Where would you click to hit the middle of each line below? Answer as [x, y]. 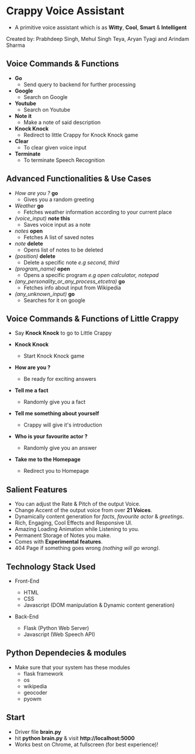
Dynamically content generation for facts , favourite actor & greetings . [99, 517]
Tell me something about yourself [57, 413]
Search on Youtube [47, 109]
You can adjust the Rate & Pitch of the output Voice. [77, 504]
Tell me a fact [31, 390]
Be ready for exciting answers [60, 379]
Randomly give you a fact [54, 402]
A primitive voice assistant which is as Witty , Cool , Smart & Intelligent [101, 27]
